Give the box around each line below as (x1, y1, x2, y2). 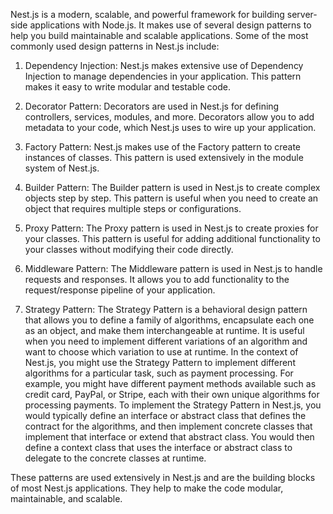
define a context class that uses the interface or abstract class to (24, 442, 293, 453)
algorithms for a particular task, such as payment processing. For (24, 367, 294, 379)
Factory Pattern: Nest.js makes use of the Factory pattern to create (24, 141, 302, 153)
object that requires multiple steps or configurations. (24, 203, 242, 214)
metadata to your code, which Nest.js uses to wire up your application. (24, 122, 317, 133)
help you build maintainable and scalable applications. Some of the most (10, 30, 309, 41)
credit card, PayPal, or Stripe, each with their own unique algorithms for (24, 389, 320, 400)
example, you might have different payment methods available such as (24, 378, 317, 389)
